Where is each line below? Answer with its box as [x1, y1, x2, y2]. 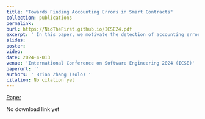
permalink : [6, 20, 34, 26]
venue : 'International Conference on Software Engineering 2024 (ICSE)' [6, 60, 195, 66]
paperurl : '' [6, 65, 40, 72]
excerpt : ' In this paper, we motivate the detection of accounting [6, 32, 184, 38]
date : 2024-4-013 [6, 54, 51, 60]
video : [6, 49, 23, 55]
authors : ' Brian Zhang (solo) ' [6, 71, 92, 78]
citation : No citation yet [6, 77, 75, 83]
